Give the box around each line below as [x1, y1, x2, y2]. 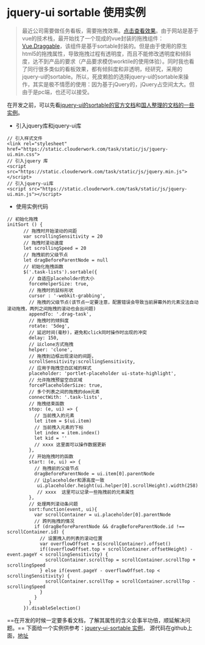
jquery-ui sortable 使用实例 [7, 6, 146, 20]
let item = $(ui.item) [34, 418, 92, 424]
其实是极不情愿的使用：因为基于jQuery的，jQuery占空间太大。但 [32, 80, 195, 88]
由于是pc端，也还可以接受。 [21, 88, 93, 96]
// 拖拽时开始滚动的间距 [23, 228, 77, 234]
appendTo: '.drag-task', [29, 311, 92, 317]
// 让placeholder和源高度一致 [34, 477, 105, 483]
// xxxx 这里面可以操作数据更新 [34, 442, 106, 448]
